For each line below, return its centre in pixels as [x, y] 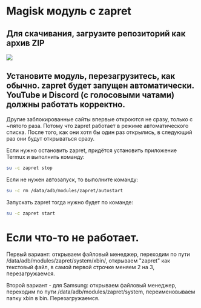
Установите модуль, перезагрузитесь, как [91, 76]
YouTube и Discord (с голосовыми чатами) [90, 95]
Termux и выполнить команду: [45, 156]
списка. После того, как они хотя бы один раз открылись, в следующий [99, 132]
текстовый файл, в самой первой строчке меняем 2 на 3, [81, 267]
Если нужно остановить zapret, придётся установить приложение [92, 150]
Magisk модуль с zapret [69, 11]
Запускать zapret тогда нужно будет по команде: [70, 202]
